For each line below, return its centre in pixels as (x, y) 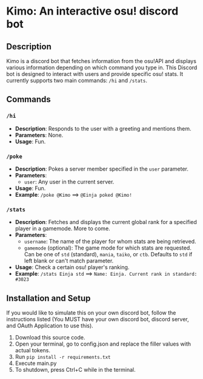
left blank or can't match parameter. (69, 261)
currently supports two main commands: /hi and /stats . (77, 80)
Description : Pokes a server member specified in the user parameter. (102, 169)
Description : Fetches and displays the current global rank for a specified (106, 222)
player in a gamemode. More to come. (62, 228)
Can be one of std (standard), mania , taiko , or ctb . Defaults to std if (108, 254)
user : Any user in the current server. (69, 182)
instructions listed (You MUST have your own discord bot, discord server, (98, 319)
